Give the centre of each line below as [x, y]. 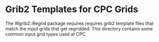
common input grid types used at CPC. [46, 34]
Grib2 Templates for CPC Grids [72, 9]
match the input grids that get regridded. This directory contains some [79, 28]
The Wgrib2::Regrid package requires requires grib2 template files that [79, 23]
